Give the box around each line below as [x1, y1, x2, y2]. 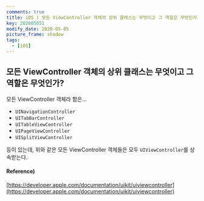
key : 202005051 [6, 20, 45, 26]
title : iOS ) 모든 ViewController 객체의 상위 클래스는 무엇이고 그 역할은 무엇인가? [6, 15, 200, 21]
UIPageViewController [15, 128, 70, 134]
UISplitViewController [15, 134, 73, 140]
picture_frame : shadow [6, 32, 64, 38]
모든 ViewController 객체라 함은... [6, 95, 87, 103]
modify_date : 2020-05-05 [6, 26, 69, 32]
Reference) [6, 168, 35, 175]
